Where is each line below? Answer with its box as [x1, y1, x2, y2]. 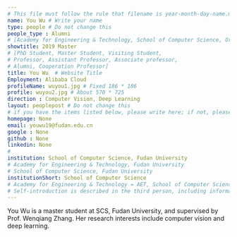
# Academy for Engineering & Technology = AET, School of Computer [7, 181, 210, 188]
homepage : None [7, 115, 52, 122]
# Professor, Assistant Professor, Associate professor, [7, 56, 178, 63]
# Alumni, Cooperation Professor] [7, 63, 109, 70]
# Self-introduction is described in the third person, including [7, 188, 207, 195]
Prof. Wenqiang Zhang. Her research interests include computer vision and [7, 214, 224, 223]
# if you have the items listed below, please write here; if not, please [7, 109, 232, 116]
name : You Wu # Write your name [7, 17, 102, 24]
